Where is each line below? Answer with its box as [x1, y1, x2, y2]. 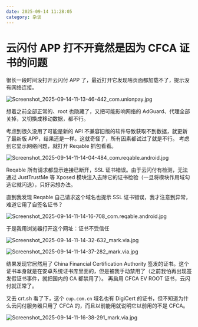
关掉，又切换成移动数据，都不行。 [6, 115, 89, 123]
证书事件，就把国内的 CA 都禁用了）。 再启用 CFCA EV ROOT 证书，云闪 [16, 275, 190, 282]
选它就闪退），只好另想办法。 [6, 181, 76, 189]
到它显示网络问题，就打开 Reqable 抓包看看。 [6, 143, 117, 150]
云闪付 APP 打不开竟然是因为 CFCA [6, 41, 177, 55]
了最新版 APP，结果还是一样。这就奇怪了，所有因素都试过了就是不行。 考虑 [6, 135, 190, 142]
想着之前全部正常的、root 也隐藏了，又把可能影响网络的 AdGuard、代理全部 [6, 108, 190, 115]
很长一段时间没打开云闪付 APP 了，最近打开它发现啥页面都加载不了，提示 [6, 77, 184, 84]
